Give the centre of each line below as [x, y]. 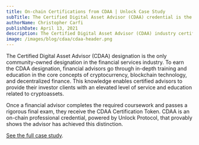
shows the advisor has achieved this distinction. [65, 124]
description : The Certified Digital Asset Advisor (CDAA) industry [91, 34]
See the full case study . [35, 136]
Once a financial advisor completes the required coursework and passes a [97, 105]
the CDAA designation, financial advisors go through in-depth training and [97, 68]
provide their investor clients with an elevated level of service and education [99, 87]
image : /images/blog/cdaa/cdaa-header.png [59, 39]
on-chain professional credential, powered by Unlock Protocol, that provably [99, 118]
